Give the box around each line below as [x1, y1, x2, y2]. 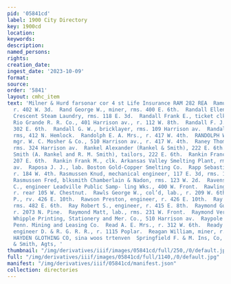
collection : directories [7, 266, 78, 273]
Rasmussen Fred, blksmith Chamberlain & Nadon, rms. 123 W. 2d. [13, 176, 201, 183]
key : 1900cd [7, 23, 41, 30]
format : [7, 74, 30, 81]
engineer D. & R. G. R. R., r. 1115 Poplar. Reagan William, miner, [13, 228, 217, 235]
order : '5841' [7, 87, 48, 94]
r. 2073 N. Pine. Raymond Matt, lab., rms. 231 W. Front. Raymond [13, 209, 214, 216]
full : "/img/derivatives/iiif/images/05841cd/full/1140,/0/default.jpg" [7, 254, 220, 261]
